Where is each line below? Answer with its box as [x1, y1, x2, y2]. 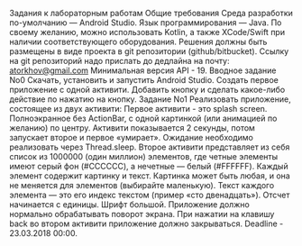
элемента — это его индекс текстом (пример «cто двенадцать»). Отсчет [9, 189, 290, 200]
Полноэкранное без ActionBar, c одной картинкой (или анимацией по [9, 113, 278, 123]
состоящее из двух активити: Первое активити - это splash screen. [9, 104, 268, 114]
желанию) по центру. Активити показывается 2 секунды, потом [9, 123, 255, 133]
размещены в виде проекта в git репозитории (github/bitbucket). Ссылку [9, 46, 289, 57]
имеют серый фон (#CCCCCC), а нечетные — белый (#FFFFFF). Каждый [9, 161, 288, 171]
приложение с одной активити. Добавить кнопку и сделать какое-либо [9, 85, 286, 95]
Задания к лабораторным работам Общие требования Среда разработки [9, 8, 293, 18]
